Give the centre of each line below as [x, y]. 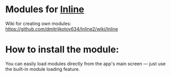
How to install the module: [62, 50]
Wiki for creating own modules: [38, 23]
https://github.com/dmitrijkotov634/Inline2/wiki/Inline [62, 29]
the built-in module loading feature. [43, 69]
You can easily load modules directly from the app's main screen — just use [85, 63]
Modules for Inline [45, 9]
